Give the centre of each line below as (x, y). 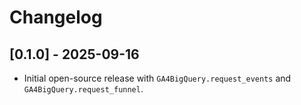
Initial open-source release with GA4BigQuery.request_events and (157, 78)
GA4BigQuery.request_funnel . (83, 89)
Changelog (56, 17)
